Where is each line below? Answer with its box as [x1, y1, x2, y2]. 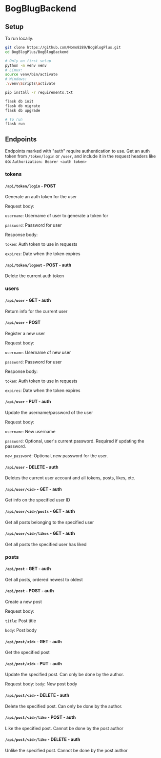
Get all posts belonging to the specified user [5, 519, 94, 525]
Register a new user [5, 330, 45, 336]
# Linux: [5, 67, 23, 73]
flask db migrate [5, 104, 40, 108]
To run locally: [5, 35, 34, 41]
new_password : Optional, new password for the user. [5, 452, 108, 459]
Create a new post [5, 599, 42, 605]
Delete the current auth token [5, 273, 64, 279]
